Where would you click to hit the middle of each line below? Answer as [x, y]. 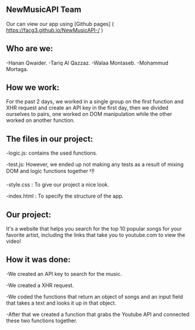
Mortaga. [17, 69]
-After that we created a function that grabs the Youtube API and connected [98, 314]
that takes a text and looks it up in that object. [61, 303]
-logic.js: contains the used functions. [52, 153]
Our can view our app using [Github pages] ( [60, 24]
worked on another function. [41, 121]
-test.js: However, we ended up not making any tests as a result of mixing [95, 165]
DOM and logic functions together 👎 [51, 171]
